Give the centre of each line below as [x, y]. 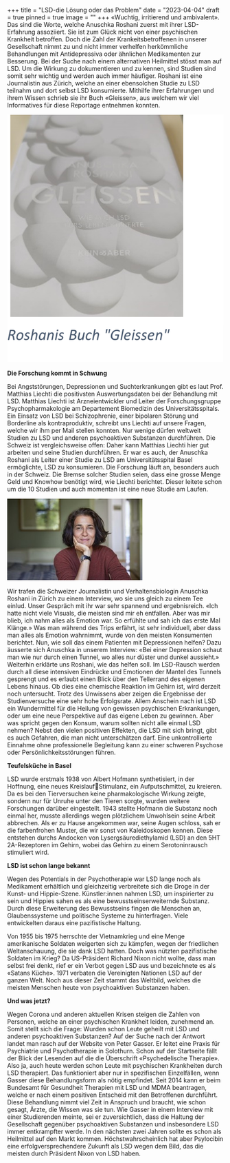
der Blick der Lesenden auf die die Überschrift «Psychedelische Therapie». [113, 1058]
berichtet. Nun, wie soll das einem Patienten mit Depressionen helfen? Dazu [114, 642]
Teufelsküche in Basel [39, 765]
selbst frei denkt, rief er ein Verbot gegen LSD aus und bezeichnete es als [112, 965]
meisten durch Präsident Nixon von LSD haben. [74, 1153]
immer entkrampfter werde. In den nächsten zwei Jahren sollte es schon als [114, 1131]
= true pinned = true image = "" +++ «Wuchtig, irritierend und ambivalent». [113, 17]
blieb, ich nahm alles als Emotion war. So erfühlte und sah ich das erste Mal [114, 620]
